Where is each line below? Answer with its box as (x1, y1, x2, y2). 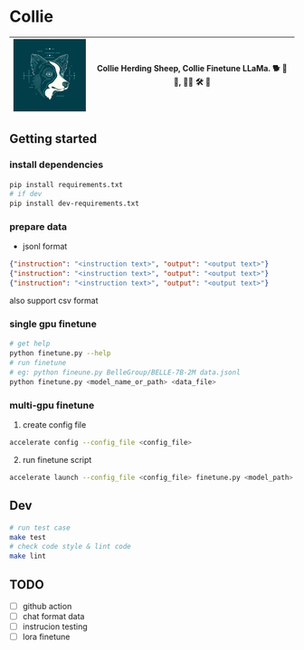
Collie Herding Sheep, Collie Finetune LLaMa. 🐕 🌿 (96, 62, 288, 73)
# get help (9, 339, 51, 349)
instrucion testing (22, 621, 88, 632)
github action (22, 600, 72, 611)
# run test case (9, 523, 71, 532)
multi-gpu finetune (9, 399, 95, 411)
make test (9, 532, 47, 542)
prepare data (9, 221, 68, 233)
